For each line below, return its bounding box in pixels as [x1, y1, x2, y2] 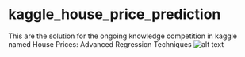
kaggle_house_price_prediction [8, 5, 221, 23]
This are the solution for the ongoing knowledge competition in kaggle [8, 31, 238, 41]
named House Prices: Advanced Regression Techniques [8, 39, 192, 48]
